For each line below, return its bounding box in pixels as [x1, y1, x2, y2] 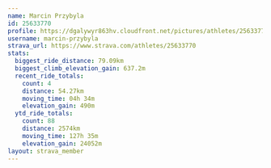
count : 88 [22, 117, 56, 125]
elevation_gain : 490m [22, 102, 95, 110]
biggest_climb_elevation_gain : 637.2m [15, 65, 146, 73]
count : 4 [22, 79, 52, 87]
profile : [7, 27, 37, 35]
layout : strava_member [7, 147, 84, 155]
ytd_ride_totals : [15, 110, 74, 118]
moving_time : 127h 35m [22, 132, 99, 140]
